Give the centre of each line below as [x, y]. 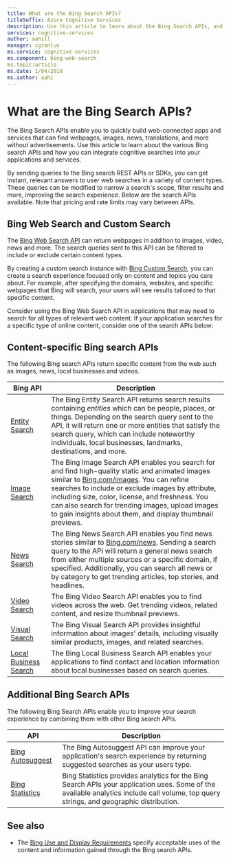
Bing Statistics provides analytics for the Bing [135, 776]
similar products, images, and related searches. [128, 642]
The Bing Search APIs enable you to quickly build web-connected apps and [114, 131]
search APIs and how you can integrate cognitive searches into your [104, 153]
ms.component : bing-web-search [52, 58]
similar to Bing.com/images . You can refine [120, 479]
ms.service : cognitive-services [53, 52]
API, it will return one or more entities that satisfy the [135, 425]
